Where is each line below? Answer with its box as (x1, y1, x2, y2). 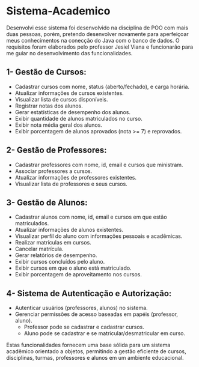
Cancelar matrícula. (14, 245, 64, 253)
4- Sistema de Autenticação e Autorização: (6, 288, 172, 299)
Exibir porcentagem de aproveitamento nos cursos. (14, 271, 142, 278)
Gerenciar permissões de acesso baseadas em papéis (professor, (14, 311, 179, 318)
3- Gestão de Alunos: (6, 197, 88, 208)
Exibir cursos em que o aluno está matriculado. (14, 264, 132, 271)
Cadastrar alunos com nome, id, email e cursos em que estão (14, 213, 167, 220)
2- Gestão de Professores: (6, 145, 107, 156)
